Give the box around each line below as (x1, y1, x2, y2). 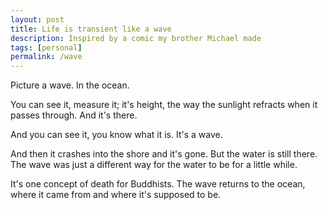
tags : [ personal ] (10, 42, 83, 53)
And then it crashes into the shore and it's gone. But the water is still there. (10, 148, 318, 160)
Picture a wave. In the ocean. (10, 79, 130, 91)
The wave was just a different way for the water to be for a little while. (10, 159, 298, 171)
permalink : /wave (10, 52, 83, 62)
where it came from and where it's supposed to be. (10, 189, 222, 201)
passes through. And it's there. (10, 109, 138, 121)
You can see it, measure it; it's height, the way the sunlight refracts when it (10, 99, 318, 111)
